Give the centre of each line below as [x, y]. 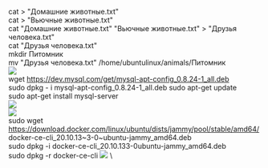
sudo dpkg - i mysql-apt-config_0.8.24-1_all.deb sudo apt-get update [123, 88]
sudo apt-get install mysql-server [63, 96]
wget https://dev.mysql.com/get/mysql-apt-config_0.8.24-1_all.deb [119, 79]
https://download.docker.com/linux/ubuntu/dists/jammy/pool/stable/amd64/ [134, 129]
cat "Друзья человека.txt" [53, 46]
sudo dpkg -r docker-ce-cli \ [61, 156]
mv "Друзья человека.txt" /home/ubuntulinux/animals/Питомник [117, 62]
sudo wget [26, 120]
